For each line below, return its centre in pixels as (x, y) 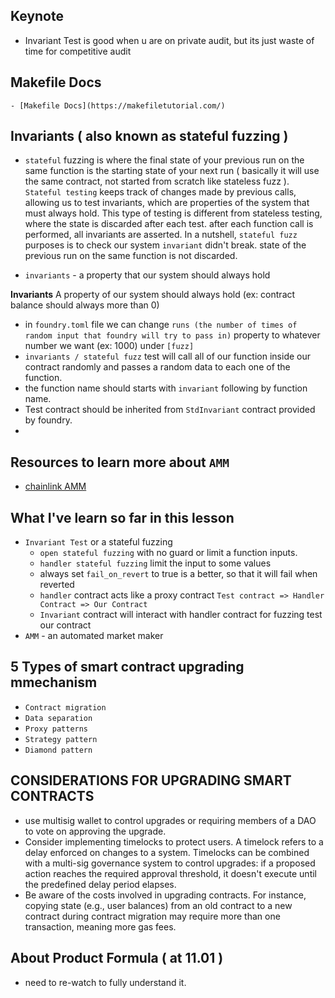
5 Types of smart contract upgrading (127, 667)
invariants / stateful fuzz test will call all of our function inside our (168, 356)
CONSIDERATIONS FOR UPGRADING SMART (151, 780)
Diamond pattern (58, 750)
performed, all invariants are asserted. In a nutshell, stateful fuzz (161, 235)
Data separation (58, 718)
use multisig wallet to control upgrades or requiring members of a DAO (170, 820)
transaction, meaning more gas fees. (100, 926)
